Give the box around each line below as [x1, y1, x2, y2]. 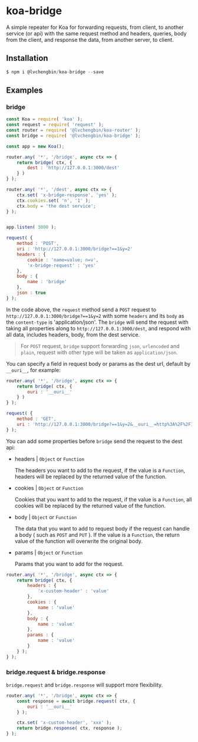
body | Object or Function [14, 513, 77, 520]
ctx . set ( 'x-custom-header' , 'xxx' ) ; [16, 720, 112, 726]
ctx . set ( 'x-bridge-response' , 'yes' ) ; [16, 192, 117, 198]
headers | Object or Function [14, 455, 84, 462]
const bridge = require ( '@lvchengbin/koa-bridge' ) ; [6, 133, 141, 139]
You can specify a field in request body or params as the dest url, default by [6, 360, 191, 367]
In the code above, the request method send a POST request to [6, 306, 157, 313]
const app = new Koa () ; [6, 143, 65, 149]
